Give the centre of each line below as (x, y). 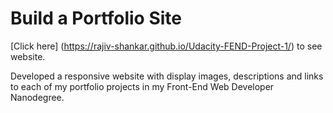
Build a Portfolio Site (96, 18)
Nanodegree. (37, 97)
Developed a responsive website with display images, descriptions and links (167, 76)
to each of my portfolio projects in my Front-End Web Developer (142, 86)
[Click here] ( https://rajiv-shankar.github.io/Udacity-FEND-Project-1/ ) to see (166, 46)
